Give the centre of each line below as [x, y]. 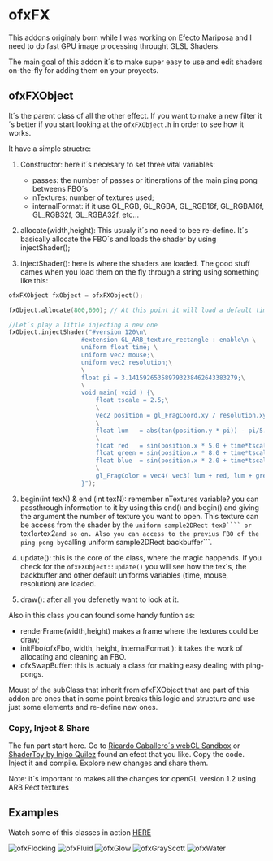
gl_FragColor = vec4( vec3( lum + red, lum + [174, 476]
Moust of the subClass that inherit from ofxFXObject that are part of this [129, 690]
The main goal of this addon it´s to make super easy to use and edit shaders [136, 62]
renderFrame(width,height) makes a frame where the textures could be [139, 630]
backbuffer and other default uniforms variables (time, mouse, [124, 575]
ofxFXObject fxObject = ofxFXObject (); [76, 295]
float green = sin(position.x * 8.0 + [161, 453]
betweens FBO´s [60, 188]
